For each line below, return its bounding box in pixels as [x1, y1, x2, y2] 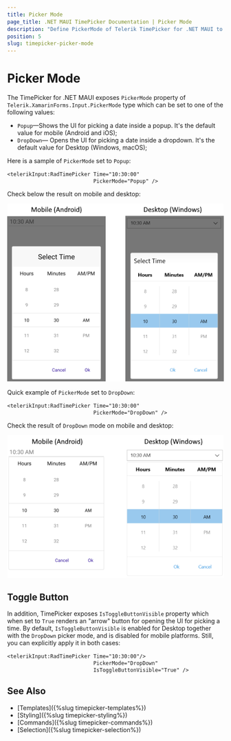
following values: [7, 108, 55, 116]
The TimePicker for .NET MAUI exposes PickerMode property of [7, 94, 186, 102]
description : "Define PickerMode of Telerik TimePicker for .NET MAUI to [7, 25, 223, 32]
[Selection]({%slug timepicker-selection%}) [16, 725, 142, 733]
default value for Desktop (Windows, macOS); [16, 143, 148, 152]
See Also [7, 685, 46, 697]
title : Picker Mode [7, 11, 63, 18]
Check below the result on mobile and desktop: [7, 190, 141, 198]
